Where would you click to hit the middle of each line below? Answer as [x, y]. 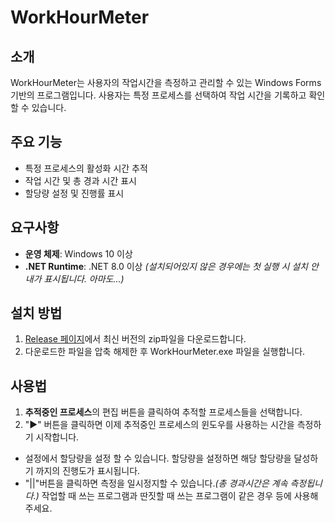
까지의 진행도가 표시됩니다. [88, 471]
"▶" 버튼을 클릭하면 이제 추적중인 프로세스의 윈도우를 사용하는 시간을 [159, 425]
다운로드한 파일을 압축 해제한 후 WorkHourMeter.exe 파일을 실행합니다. [165, 352]
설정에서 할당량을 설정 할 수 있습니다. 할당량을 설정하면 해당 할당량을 [158, 458]
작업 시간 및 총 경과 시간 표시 [80, 180]
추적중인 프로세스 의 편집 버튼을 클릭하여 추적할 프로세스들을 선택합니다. [163, 412]
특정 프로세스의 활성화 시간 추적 [86, 168]
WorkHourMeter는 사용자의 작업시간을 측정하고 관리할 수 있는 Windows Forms [166, 82]
